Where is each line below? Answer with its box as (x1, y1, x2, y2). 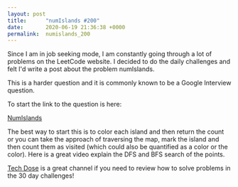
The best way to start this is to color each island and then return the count (7, 127, 225, 136)
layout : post (7, 10, 46, 18)
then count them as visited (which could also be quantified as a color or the (7, 143, 229, 151)
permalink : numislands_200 (7, 30, 91, 38)
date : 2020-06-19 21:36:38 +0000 (7, 23, 126, 31)
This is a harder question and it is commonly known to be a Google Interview (7, 79, 232, 87)
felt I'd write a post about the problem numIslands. (7, 65, 155, 73)
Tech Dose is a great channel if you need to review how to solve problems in (7, 164, 231, 173)
